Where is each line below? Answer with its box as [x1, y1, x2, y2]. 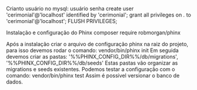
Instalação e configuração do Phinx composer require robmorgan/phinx [6, 29, 181, 36]
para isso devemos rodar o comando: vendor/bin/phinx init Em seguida [6, 47, 179, 54]
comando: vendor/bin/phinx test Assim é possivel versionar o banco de [6, 72, 180, 79]
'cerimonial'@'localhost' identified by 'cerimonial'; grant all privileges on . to [6, 11, 191, 18]
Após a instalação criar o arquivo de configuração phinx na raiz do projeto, [6, 41, 189, 47]
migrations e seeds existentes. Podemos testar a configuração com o [6, 66, 176, 73]
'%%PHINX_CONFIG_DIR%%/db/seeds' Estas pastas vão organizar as [6, 59, 178, 66]
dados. [6, 78, 23, 85]
